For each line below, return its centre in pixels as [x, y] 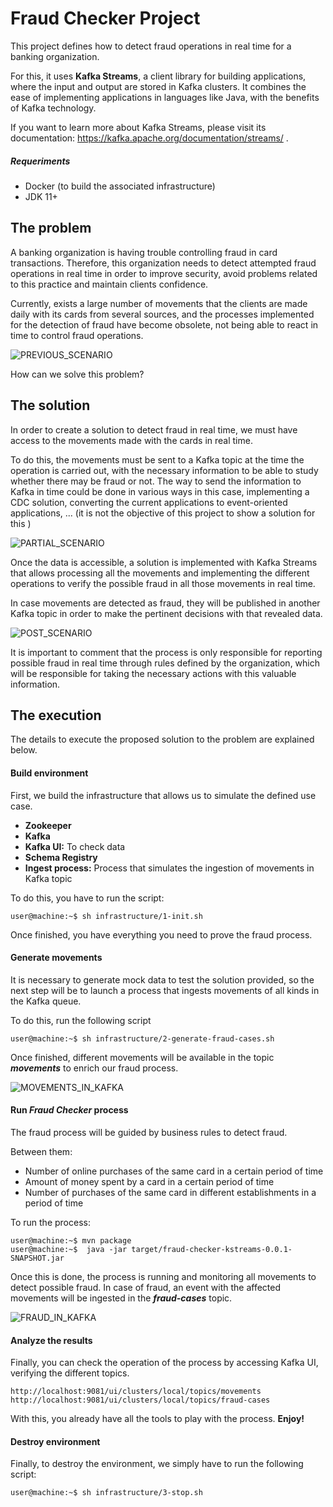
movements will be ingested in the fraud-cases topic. [121, 1298]
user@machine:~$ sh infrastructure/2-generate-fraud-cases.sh [142, 1038]
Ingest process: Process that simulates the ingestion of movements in [169, 868]
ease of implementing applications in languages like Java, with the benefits [165, 97]
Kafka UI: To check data [75, 846]
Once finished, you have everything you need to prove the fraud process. [161, 934]
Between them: [41, 1151]
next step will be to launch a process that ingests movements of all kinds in [165, 990]
